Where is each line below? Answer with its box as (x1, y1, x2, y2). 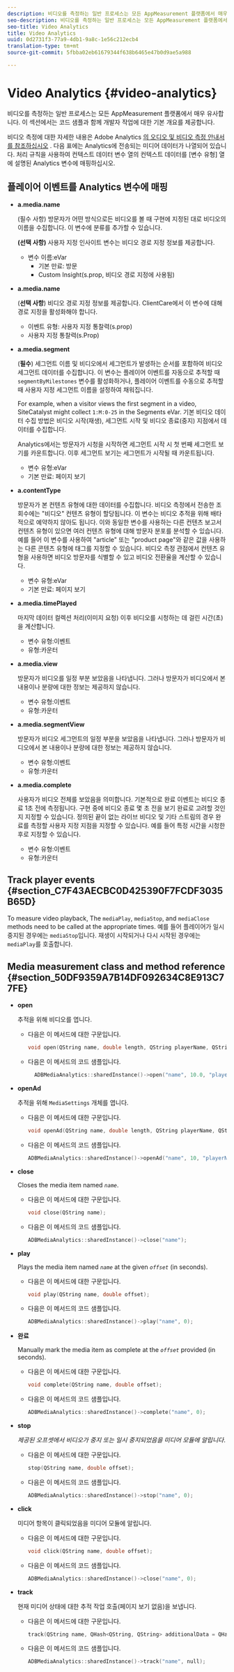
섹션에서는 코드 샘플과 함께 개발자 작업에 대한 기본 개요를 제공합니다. (29, 118, 215, 126)
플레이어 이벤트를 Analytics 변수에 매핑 (7, 181, 169, 193)
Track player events (7, 874, 95, 886)
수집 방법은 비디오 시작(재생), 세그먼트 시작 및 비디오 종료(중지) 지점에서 (24, 416, 219, 425)
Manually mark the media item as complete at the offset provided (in (17, 1346, 216, 1354)
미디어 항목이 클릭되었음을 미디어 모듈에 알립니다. (17, 1519, 152, 1527)
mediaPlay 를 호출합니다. (7, 940, 73, 948)
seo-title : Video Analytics (7, 23, 89, 30)
